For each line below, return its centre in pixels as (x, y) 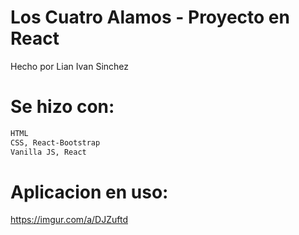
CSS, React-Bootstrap (55, 142)
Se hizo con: (62, 107)
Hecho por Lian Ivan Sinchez (70, 66)
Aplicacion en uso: (89, 192)
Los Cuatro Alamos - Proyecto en (150, 17)
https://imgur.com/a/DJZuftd (69, 220)
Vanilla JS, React (48, 152)
